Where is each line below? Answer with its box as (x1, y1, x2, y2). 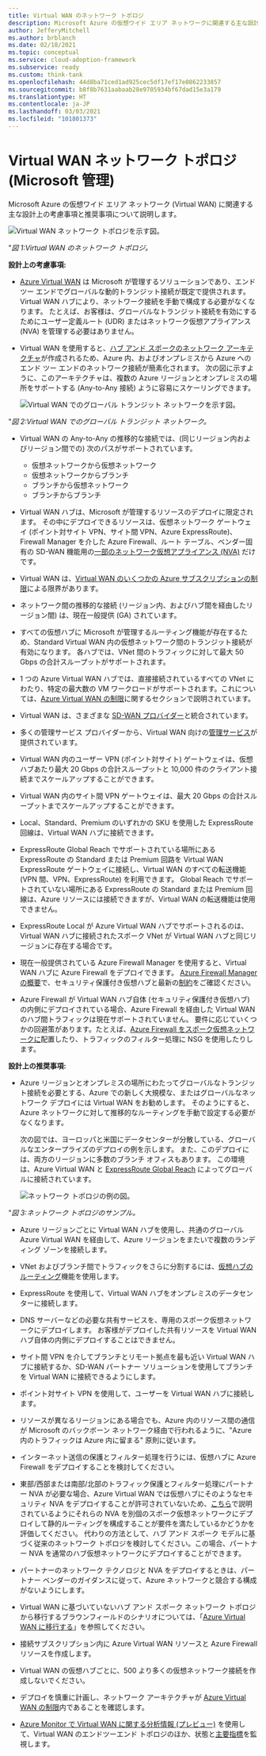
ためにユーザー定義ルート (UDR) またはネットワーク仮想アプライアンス (19, 316, 252, 326)
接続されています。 (33, 1174, 96, 1183)
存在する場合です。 (54, 940, 117, 950)
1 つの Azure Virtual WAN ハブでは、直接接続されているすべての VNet (19, 673, 245, 683)
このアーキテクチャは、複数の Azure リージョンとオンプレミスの (40, 372, 251, 382)
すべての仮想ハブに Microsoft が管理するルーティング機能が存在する (19, 627, 241, 636)
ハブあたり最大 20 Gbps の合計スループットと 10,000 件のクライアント (19, 764, 251, 774)
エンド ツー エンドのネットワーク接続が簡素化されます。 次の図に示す (19, 363, 248, 372)
